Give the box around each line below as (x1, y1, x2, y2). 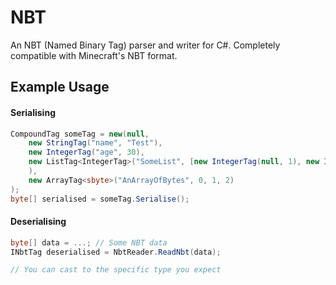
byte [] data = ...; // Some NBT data (10, 237, 168, 248)
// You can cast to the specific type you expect (10, 265, 222, 275)
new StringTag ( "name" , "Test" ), (28, 138, 163, 148)
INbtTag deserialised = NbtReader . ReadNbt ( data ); (10, 247, 222, 257)
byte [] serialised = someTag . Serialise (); (10, 194, 190, 204)
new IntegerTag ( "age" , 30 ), (28, 147, 145, 158)
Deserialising (10, 216, 67, 228)
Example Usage (10, 79, 110, 96)
